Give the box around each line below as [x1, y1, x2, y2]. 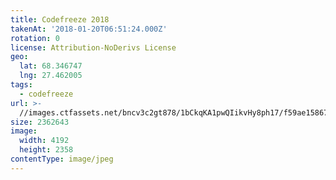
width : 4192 [19, 136, 70, 146]
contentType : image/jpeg [10, 154, 114, 164]
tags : [10, 80, 33, 90]
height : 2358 [19, 145, 74, 155]
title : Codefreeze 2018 [10, 14, 110, 25]
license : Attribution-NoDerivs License [10, 42, 177, 53]
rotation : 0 [10, 33, 60, 43]
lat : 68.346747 [19, 61, 83, 71]
